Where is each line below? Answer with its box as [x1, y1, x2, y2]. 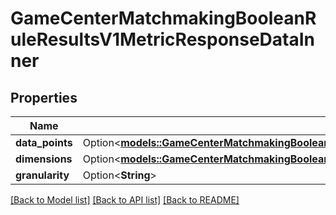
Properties [10, 89, 78, 106]
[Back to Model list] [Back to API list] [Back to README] [10, 194, 240, 206]
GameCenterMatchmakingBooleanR [10, 7, 317, 30]
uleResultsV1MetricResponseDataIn [10, 28, 316, 51]
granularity [15, 168, 70, 182]
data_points [15, 136, 73, 149]
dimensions [15, 152, 73, 166]
